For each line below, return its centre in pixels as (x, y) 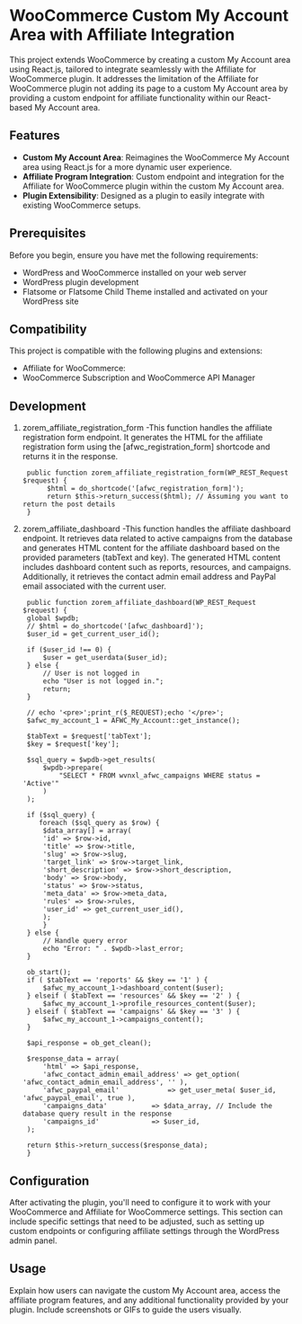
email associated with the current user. (94, 586)
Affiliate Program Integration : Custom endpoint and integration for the (153, 176)
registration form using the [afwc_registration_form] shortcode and (146, 447)
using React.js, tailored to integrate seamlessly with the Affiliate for (133, 69)
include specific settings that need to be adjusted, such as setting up (137, 1222)
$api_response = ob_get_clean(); (89, 1044)
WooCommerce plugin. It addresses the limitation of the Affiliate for (134, 78)
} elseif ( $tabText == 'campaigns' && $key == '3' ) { (133, 1012)
